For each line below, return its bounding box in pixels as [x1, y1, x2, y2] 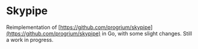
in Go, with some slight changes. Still [102, 30, 192, 37]
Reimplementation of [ [6, 24, 61, 31]
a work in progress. [6, 36, 54, 43]
